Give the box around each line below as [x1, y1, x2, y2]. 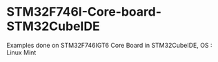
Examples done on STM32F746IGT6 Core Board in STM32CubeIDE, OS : [6, 41, 212, 49]
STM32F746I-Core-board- [6, 4, 161, 20]
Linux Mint [6, 48, 37, 57]
